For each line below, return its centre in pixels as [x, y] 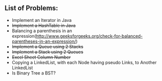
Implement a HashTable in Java [44, 25]
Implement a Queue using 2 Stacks [48, 46]
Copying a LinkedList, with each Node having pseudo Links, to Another [84, 62]
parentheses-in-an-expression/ [44, 41]
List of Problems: [31, 8]
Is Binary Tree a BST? [34, 73]
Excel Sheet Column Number [41, 57]
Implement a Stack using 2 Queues [48, 52]
